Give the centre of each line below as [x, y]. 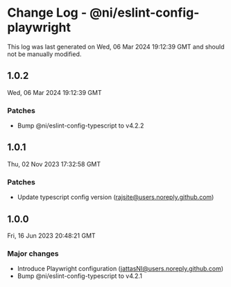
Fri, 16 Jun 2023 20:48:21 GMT [51, 235]
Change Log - [47, 13]
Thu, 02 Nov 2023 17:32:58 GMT [54, 164]
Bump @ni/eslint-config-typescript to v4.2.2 [80, 125]
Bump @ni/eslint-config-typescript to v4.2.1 [79, 276]
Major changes [33, 253]
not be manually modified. [44, 54]
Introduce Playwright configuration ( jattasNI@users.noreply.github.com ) [120, 269]
